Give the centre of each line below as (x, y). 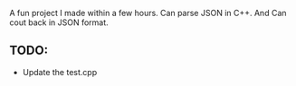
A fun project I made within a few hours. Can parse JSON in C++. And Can (148, 13)
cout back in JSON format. (59, 22)
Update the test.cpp (60, 72)
